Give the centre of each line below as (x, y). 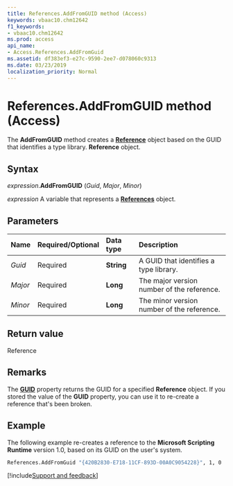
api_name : (21, 46)
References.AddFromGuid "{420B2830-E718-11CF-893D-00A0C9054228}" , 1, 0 (114, 462)
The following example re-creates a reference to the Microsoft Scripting (111, 442)
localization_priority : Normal (52, 71)
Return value (35, 334)
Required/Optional (68, 245)
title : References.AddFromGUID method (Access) (77, 14)
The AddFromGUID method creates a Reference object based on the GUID (114, 140)
